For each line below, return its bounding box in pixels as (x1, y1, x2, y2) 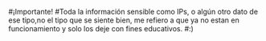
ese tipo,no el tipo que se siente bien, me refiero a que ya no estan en (8, 15, 239, 25)
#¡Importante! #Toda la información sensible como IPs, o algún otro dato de (8, 7, 259, 16)
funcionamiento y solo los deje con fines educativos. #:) (8, 24, 194, 33)
